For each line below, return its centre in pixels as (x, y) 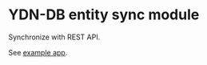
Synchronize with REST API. (54, 37)
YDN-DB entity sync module (104, 15)
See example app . (38, 52)
